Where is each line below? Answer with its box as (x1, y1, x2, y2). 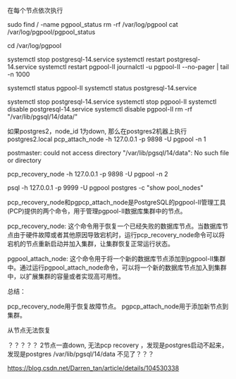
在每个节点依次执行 (7, 6, 63, 14)
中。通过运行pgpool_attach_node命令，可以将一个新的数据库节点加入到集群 (7, 263, 227, 272)
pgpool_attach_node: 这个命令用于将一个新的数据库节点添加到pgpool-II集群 (7, 255, 226, 263)
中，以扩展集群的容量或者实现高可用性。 (7, 272, 125, 280)
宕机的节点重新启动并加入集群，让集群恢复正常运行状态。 (7, 239, 174, 248)
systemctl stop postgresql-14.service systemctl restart (7, 55, 166, 64)
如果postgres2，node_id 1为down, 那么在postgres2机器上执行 (7, 127, 187, 136)
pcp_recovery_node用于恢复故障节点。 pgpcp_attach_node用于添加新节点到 (7, 302, 229, 311)
